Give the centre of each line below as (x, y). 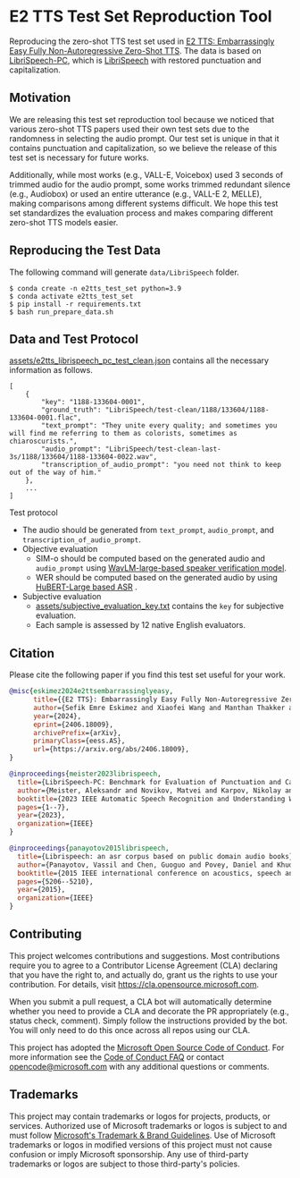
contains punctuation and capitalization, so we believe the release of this (143, 148)
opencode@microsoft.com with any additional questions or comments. (139, 1066)
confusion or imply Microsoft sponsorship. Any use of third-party (129, 1154)
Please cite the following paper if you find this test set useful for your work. (147, 675)
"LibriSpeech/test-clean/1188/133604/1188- (187, 410)
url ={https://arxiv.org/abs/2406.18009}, (111, 750)
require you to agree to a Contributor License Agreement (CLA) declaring (144, 965)
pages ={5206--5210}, (55, 881)
